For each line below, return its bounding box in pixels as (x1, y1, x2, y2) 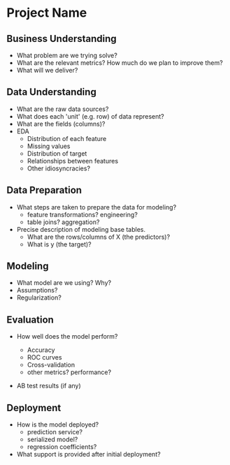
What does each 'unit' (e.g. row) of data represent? (16, 112, 165, 120)
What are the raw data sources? (16, 105, 109, 113)
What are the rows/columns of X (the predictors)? (27, 232, 171, 241)
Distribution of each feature (27, 134, 107, 142)
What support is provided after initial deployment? (16, 450, 161, 459)
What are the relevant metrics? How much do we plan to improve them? (16, 59, 223, 67)
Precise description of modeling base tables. (16, 225, 146, 233)
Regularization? (16, 293, 62, 302)
